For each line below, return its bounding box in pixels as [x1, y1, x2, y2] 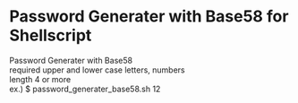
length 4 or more [9, 73, 72, 84]
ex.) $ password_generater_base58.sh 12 [9, 83, 161, 94]
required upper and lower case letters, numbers [9, 64, 185, 75]
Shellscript [9, 25, 92, 46]
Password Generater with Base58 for [9, 6, 289, 27]
